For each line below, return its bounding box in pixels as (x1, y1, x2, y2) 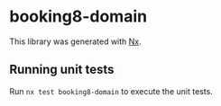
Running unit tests (9, 62, 115, 77)
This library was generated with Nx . (9, 36, 142, 47)
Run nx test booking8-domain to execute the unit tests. (9, 85, 214, 96)
